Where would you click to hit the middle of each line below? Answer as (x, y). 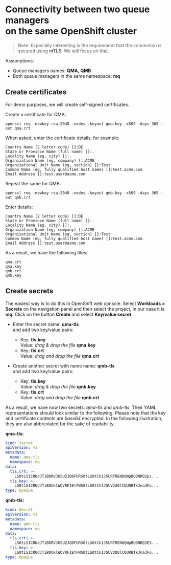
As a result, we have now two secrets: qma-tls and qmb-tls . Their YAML (81, 407)
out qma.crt (18, 128)
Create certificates (36, 92)
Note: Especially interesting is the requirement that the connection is (90, 45)
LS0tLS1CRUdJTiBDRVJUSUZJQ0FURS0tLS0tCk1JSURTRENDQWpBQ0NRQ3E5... (87, 543)
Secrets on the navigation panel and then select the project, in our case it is (85, 309)
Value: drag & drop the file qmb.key (58, 386)
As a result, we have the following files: (46, 252)
